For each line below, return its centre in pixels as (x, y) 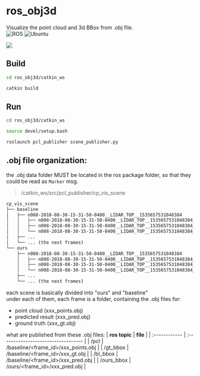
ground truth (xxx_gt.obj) (45, 323)
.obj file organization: (47, 161)
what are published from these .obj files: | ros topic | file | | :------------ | (96, 334)
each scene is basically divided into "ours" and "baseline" (77, 293)
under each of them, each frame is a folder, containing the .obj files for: (94, 299)
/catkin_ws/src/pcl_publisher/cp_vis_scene (73, 192)
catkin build (22, 88)
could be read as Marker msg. (42, 181)
